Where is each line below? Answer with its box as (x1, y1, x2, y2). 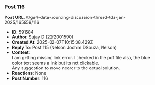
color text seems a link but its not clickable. (11, 60, 99, 66)
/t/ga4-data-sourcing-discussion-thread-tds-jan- (26, 15, 126, 20)
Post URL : (4, 15, 25, 20)
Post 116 (4, 3, 25, 10)
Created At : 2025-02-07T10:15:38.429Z (11, 39, 93, 45)
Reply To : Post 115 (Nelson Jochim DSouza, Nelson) (11, 45, 117, 51)
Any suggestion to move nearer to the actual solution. (11, 65, 120, 71)
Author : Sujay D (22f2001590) (11, 34, 74, 40)
